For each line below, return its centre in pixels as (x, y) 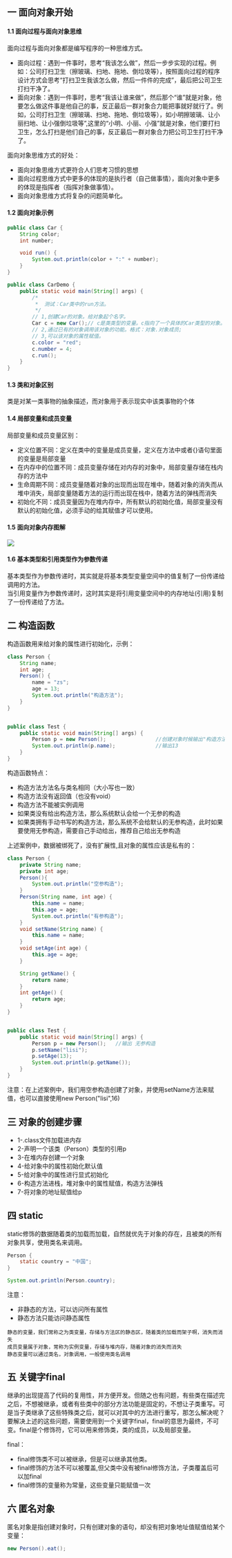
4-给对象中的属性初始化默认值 (60, 1166)
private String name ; (50, 865)
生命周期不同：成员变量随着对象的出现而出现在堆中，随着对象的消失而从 (120, 484)
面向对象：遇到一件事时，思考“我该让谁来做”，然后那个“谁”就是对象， (116, 97)
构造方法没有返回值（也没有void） (66, 796)
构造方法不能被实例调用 (50, 805)
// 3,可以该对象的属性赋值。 (68, 336)
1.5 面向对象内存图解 (36, 528)
